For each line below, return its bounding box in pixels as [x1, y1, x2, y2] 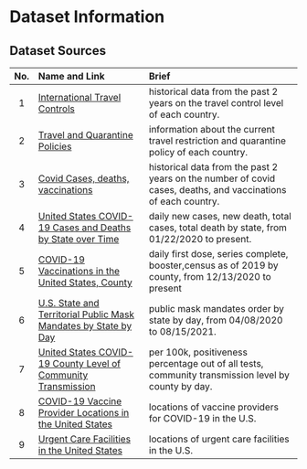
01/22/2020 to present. [149, 233, 252, 245]
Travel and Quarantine [37, 129, 134, 141]
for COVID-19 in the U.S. [149, 412, 257, 424]
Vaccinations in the [37, 265, 121, 277]
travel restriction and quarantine [149, 134, 286, 147]
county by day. [149, 380, 213, 392]
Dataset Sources [9, 43, 107, 59]
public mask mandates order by [149, 303, 285, 314]
